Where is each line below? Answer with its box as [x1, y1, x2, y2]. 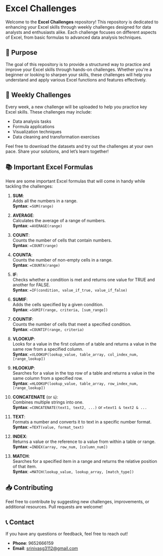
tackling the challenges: [5, 183, 53, 189]
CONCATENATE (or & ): [12, 394, 59, 400]
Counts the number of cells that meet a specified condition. [12, 321, 131, 327]
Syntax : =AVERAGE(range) [12, 223, 63, 229]
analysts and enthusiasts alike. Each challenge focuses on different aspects [5, 29, 157, 35]
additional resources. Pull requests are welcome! [5, 504, 103, 510]
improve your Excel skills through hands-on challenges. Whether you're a [5, 66, 152, 72]
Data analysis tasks [12, 118, 51, 124]
